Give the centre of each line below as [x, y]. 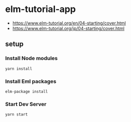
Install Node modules [31, 58]
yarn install [19, 68]
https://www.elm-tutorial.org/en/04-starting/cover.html [69, 23]
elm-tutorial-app [40, 9]
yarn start [16, 114]
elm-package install [27, 91]
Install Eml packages [31, 81]
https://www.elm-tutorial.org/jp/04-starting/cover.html [68, 28]
